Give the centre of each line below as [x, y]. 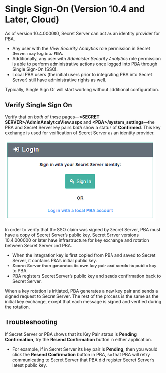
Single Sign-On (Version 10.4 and [75, 9]
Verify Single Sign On [39, 105]
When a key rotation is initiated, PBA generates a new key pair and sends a [82, 291]
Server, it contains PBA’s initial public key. [55, 260]
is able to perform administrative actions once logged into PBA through [85, 64]
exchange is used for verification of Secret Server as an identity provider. [80, 133]
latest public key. [29, 365]
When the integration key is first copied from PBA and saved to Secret [84, 255]
